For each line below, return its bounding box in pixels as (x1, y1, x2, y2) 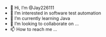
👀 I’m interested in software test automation (10, 10, 101, 16)
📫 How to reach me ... (10, 26, 57, 32)
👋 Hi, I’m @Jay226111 (10, 5, 54, 10)
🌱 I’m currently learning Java (10, 15, 70, 21)
